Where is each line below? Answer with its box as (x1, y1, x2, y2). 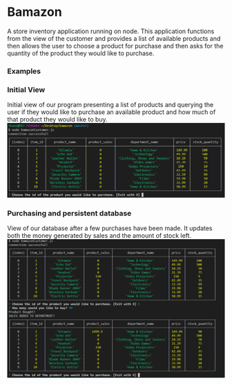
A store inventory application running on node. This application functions (7, 27, 215, 35)
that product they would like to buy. (7, 115, 108, 124)
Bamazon (7, 4, 62, 20)
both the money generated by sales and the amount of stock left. (7, 232, 192, 240)
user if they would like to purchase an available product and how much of (7, 108, 216, 116)
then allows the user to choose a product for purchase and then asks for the (7, 41, 224, 50)
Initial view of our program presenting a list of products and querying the (7, 101, 214, 109)
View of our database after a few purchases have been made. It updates (7, 224, 213, 232)
